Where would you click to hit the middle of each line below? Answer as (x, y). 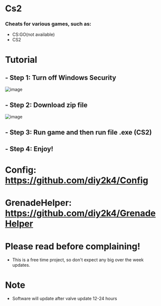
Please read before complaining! (73, 246)
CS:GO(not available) (33, 34)
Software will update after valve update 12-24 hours (65, 299)
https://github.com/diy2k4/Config (77, 181)
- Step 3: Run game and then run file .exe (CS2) (79, 132)
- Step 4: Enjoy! (29, 149)
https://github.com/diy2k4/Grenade (80, 213)
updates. (21, 265)
